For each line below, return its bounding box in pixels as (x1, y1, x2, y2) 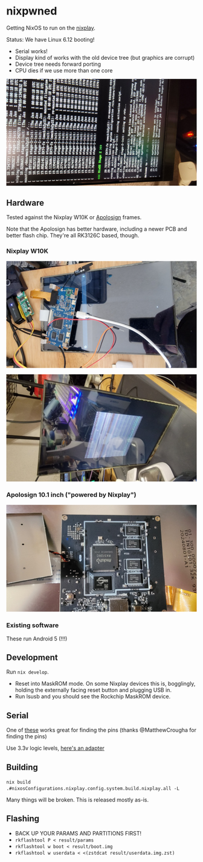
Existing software (6, 621, 59, 630)
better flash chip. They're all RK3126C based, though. (6, 232, 140, 239)
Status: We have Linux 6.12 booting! (6, 36, 95, 43)
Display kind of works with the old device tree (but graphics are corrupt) (14, 54, 195, 61)
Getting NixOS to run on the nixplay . (6, 24, 95, 31)
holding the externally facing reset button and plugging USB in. (14, 686, 172, 694)
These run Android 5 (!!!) (6, 635, 68, 642)
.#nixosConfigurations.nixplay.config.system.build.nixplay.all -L (6, 786, 180, 792)
